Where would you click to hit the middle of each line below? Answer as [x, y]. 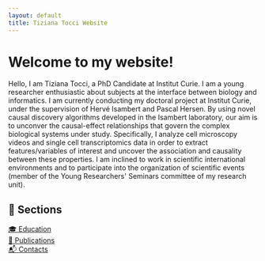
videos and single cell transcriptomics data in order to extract [108, 142]
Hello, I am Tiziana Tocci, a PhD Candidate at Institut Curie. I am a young [126, 84]
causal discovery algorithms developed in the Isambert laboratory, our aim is [133, 117]
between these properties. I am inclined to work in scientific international [127, 160]
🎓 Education [30, 229]
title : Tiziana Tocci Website [58, 23]
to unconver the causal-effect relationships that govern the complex [119, 126]
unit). [17, 185]
